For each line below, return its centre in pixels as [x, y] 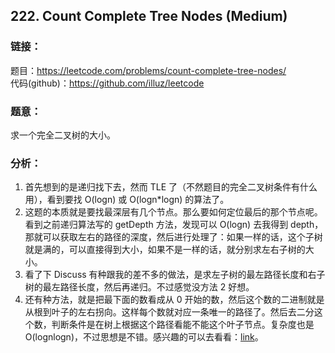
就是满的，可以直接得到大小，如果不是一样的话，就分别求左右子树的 [165, 250]
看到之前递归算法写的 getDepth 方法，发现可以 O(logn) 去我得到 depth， [174, 225]
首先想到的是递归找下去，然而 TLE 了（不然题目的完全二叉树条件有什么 [171, 187]
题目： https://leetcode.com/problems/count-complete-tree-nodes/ [148, 70]
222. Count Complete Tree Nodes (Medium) [149, 16]
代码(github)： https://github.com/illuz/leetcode [107, 83]
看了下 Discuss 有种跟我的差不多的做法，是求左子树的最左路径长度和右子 [175, 275]
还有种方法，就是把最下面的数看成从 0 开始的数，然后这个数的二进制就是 [174, 300]
